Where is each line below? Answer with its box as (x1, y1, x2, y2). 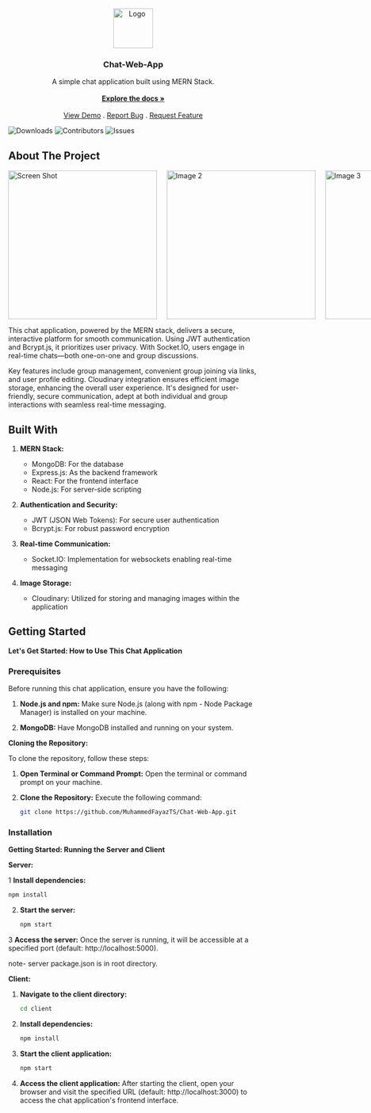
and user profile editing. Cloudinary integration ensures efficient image (8, 375, 239, 384)
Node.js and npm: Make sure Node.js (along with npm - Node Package (19, 699, 253, 709)
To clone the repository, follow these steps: (8, 754, 149, 763)
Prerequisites (8, 666, 61, 677)
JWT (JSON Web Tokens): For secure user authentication (31, 515, 220, 525)
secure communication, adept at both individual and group (36, 392, 228, 401)
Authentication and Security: (19, 499, 118, 509)
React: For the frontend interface (31, 476, 139, 485)
